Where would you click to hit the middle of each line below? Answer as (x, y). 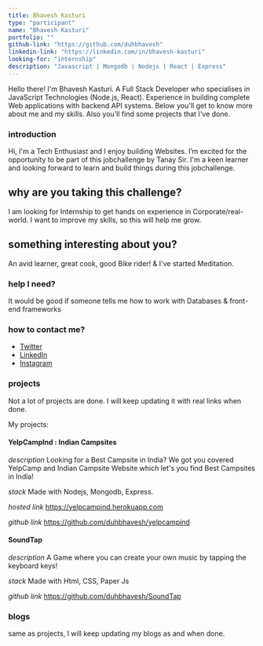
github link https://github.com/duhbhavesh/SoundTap (95, 596)
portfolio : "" (31, 37)
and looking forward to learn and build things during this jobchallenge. (122, 168)
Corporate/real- (218, 211)
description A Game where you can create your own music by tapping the (127, 557)
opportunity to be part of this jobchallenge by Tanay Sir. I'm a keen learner (128, 160)
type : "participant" (42, 23)
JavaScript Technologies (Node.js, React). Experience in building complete (129, 97)
